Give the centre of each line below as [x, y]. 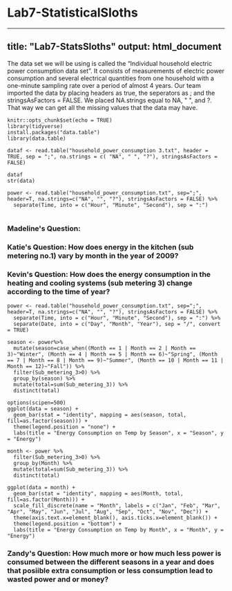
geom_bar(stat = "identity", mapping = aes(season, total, [100, 415]
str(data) [21, 181]
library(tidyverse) [35, 126]
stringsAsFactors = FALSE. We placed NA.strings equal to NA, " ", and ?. [110, 100]
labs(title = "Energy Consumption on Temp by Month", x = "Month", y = [119, 530]
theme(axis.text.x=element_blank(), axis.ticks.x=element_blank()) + [115, 518]
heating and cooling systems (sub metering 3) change [100, 283]
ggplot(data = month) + [41, 487]
